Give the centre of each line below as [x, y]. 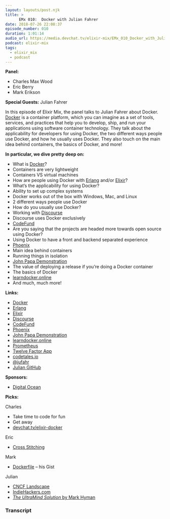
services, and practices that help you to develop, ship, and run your [76, 123]
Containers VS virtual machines [45, 175]
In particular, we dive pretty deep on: [45, 154]
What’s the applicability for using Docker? [56, 186]
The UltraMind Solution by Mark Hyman [54, 497]
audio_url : [17, 39]
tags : [11, 48]
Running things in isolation [40, 256]
